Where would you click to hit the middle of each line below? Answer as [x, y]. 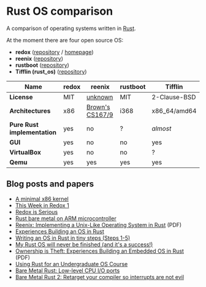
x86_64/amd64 [174, 110]
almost [162, 128]
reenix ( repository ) [39, 58]
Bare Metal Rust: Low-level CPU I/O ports [67, 270]
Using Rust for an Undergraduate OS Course [71, 264]
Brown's [98, 107]
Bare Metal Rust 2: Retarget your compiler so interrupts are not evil [100, 277]
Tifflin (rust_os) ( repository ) [51, 71]
